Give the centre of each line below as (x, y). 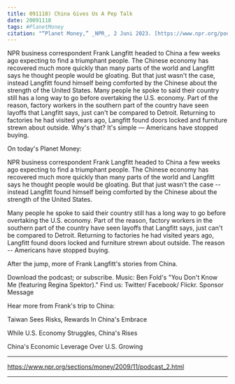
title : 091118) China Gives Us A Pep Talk (70, 14)
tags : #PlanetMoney (36, 27)
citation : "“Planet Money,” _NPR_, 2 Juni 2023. (79, 33)
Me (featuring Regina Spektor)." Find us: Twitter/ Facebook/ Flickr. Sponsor (115, 285)
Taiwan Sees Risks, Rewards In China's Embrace (77, 320)
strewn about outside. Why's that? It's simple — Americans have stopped (113, 128)
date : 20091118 (29, 20)
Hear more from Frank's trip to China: (61, 306)
